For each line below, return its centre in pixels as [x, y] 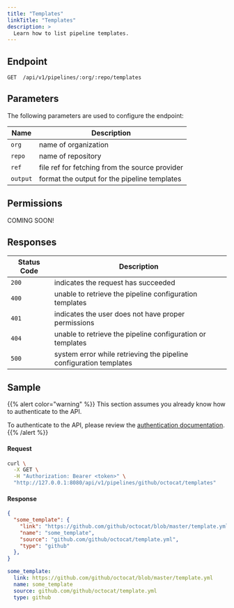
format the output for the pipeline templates [110, 179]
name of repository [70, 156]
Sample [24, 387]
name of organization [74, 144]
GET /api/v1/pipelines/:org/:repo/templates [74, 77]
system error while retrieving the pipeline [122, 354]
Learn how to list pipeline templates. [71, 33]
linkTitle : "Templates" [42, 20]
